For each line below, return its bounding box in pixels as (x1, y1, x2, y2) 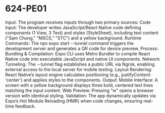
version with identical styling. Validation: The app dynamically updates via (5, 92, 156, 99)
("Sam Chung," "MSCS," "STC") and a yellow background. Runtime (5, 35, 142, 41)
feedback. (15, 103, 36, 109)
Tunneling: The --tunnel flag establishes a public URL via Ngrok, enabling (5, 61, 155, 67)
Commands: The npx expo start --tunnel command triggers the (5, 40, 134, 46)
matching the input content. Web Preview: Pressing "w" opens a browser (5, 87, 154, 93)
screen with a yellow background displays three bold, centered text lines (5, 82, 153, 88)
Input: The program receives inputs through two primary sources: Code (5, 19, 151, 25)
